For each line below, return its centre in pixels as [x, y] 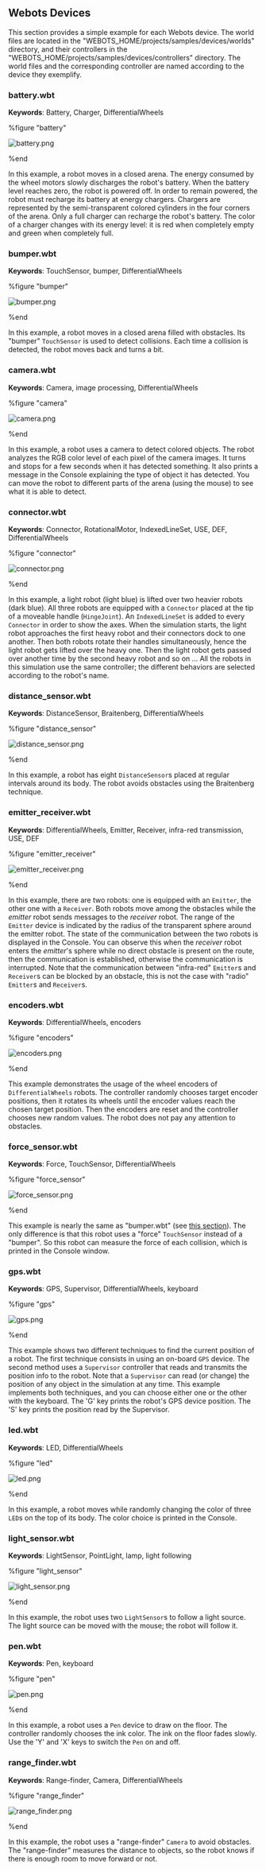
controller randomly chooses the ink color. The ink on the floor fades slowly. [133, 1733]
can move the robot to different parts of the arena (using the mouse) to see [131, 483]
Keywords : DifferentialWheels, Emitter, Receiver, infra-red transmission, [126, 829]
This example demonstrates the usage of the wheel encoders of [113, 1084]
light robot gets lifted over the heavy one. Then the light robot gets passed [130, 650]
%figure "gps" [32, 1304]
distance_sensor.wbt [50, 696]
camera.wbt [32, 371]
